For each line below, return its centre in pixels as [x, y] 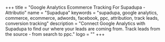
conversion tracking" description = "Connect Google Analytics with [75, 23]
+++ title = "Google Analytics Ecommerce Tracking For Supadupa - [75, 7]
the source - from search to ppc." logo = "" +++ [55, 34]
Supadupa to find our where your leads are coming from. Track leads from [83, 29]
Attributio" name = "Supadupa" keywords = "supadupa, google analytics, [82, 13]
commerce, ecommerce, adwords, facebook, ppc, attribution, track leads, [82, 18]
